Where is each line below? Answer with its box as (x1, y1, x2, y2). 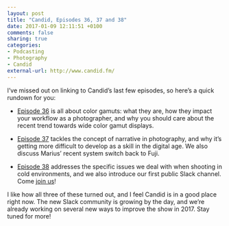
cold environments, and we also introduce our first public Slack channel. (16, 169, 221, 178)
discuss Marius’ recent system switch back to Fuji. (16, 149, 160, 158)
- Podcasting (7, 49, 45, 55)
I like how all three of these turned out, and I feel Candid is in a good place (7, 190, 217, 199)
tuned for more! (7, 212, 51, 220)
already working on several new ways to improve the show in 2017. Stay (7, 205, 210, 213)
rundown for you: (7, 93, 56, 101)
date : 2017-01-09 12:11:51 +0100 (7, 23, 103, 29)
